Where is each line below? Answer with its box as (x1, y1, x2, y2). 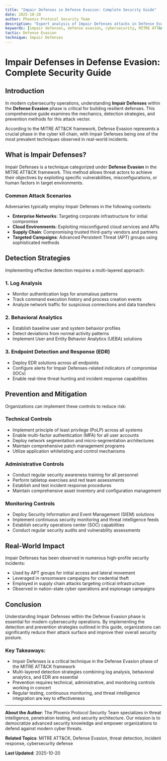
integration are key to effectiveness (12, 695, 85, 701)
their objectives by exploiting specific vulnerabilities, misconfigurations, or (5, 174, 158, 180)
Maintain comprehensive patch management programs (12, 443, 125, 449)
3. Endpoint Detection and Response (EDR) (5, 348, 110, 355)
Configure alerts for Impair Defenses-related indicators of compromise (12, 365, 158, 371)
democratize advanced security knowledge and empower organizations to (5, 720, 158, 726)
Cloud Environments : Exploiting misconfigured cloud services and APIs (12, 224, 160, 230)
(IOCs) (12, 370, 26, 376)
